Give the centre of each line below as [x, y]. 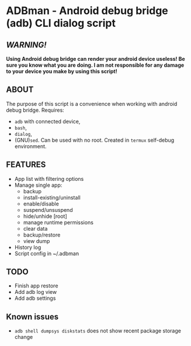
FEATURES [26, 165]
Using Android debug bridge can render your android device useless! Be [95, 59]
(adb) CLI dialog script [61, 23]
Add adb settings [35, 298]
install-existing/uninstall [52, 197]
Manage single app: [38, 185]
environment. [30, 146]
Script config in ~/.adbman [47, 253]
